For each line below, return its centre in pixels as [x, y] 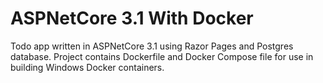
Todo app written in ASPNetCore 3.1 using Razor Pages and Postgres [152, 46]
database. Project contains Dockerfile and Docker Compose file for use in [162, 56]
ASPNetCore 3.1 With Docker [132, 18]
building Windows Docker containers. [87, 67]
